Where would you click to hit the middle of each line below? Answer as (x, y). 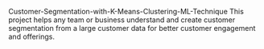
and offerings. (31, 36)
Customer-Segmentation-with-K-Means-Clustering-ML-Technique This (126, 11)
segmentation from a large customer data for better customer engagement (132, 28)
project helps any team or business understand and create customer (122, 20)
